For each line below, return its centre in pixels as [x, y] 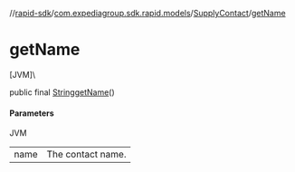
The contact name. [86, 155]
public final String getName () [62, 92]
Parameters [32, 113]
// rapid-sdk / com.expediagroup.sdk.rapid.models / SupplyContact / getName [148, 13]
